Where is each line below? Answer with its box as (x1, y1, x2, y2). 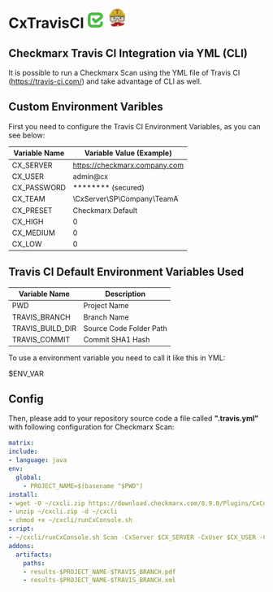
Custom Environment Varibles (8, 100, 164, 114)
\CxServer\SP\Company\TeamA (72, 194, 179, 204)
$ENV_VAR (8, 368, 45, 378)
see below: (8, 130, 45, 140)
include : (8, 447, 38, 456)
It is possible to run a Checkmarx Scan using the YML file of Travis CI (8, 68, 240, 77)
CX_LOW (11, 239, 42, 249)
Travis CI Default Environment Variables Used (8, 265, 245, 279)
